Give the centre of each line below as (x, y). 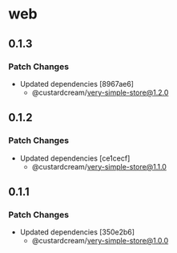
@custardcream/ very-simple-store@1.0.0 (100, 241)
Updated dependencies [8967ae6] (77, 84)
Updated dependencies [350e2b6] (77, 232)
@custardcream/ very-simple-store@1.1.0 (99, 166)
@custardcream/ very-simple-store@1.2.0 (100, 92)
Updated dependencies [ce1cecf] (75, 158)
